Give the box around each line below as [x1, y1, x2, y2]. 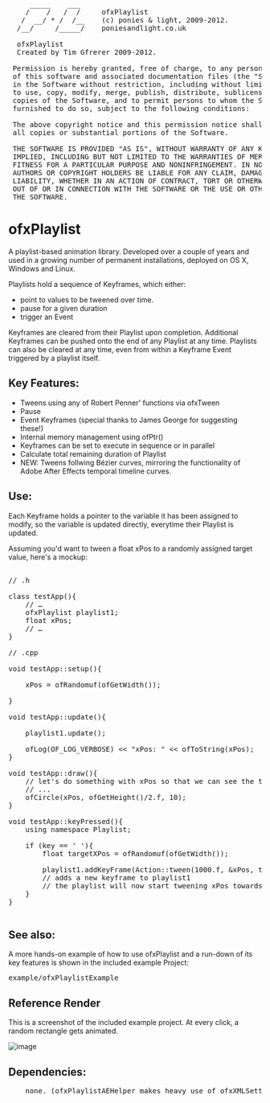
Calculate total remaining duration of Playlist [19, 449, 166, 458]
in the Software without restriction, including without [12, 80, 242, 88]
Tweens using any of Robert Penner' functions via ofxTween [19, 398, 220, 408]
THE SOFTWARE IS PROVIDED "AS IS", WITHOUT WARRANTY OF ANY [12, 145, 255, 153]
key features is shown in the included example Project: [8, 957, 189, 968]
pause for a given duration [19, 303, 108, 313]
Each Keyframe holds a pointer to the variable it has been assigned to [8, 510, 239, 520]
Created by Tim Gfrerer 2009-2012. [16, 48, 157, 56]
